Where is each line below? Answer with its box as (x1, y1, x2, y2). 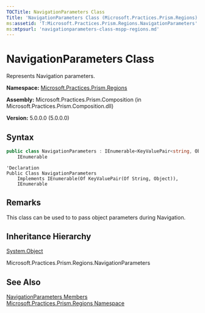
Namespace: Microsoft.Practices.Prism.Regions (6, 84, 128, 92)
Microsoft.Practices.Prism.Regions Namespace (6, 300, 125, 307)
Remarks (6, 198, 41, 208)
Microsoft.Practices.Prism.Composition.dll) (6, 103, 114, 110)
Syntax (6, 132, 34, 142)
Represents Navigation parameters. (6, 73, 96, 80)
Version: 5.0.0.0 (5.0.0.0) (6, 114, 70, 122)
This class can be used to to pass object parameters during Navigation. (6, 214, 186, 221)
